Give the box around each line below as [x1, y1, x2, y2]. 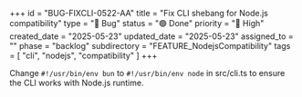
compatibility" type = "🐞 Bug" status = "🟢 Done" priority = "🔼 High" [9, 18, 265, 28]
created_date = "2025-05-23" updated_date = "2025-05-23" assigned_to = [9, 31, 294, 42]
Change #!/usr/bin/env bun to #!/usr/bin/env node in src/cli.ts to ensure [9, 68, 286, 78]
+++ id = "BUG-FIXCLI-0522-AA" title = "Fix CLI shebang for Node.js [9, 8, 269, 18]
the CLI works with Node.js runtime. [9, 77, 144, 88]
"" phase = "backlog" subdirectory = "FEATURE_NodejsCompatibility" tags [9, 41, 291, 51]
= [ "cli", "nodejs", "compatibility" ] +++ [9, 50, 158, 61]
